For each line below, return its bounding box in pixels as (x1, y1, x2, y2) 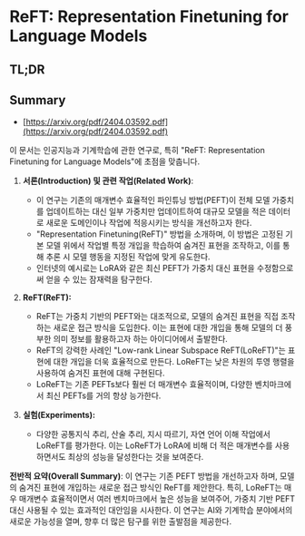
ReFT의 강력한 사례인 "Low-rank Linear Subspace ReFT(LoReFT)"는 (35, 345, 286, 356)
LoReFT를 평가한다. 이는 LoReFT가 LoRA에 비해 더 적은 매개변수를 (35, 440, 273, 451)
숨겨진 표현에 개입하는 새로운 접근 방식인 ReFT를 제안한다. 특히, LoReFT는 (18, 482, 283, 493)
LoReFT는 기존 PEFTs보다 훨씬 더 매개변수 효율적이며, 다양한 (35, 379, 253, 390)
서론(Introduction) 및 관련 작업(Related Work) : (22, 175, 193, 187)
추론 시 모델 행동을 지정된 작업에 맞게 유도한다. (45, 251, 211, 262)
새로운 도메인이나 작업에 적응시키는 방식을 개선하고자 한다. (45, 218, 252, 229)
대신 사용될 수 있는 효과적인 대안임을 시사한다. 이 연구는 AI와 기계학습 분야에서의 (9, 505, 293, 516)
